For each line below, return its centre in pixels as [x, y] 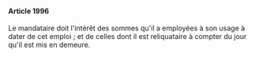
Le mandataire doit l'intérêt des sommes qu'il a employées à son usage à [127, 28]
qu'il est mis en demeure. [49, 45]
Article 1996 [29, 11]
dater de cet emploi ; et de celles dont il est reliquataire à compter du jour [127, 37]
